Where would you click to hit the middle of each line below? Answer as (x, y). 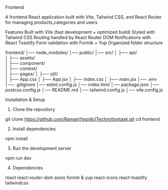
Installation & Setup (25, 100)
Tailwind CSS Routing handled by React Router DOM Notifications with (78, 37)
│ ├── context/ (21, 68)
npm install (17, 138)
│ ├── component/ (25, 63)
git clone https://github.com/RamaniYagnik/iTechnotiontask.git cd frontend (82, 119)
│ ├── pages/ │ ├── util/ (32, 74)
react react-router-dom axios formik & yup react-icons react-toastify (76, 177)
